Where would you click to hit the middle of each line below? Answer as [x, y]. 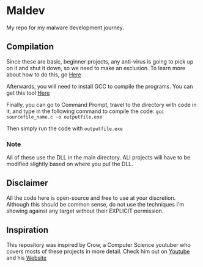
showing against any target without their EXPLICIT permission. [85, 211]
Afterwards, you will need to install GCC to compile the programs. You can [100, 86]
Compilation [30, 47]
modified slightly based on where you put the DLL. [70, 164]
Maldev [26, 11]
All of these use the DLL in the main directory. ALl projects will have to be [98, 158]
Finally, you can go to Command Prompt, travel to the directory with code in [102, 104]
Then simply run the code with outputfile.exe [65, 128]
